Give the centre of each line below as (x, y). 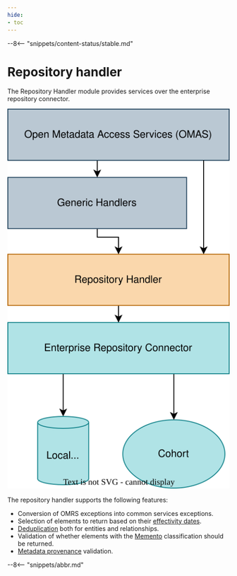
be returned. (36, 543)
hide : (15, 15)
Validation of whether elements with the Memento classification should (120, 536)
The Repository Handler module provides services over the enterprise (109, 91)
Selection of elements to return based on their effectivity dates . (110, 521)
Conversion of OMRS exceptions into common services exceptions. (115, 513)
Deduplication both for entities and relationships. (88, 528)
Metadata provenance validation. (65, 551)
